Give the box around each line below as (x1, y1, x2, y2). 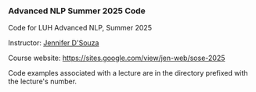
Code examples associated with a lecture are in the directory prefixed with (8, 69, 248, 78)
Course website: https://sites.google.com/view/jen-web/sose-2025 (8, 53, 225, 63)
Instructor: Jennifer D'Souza (8, 38, 99, 48)
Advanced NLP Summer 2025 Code (8, 5, 146, 16)
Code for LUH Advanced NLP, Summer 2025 (8, 23, 153, 33)
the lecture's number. (8, 76, 77, 87)
